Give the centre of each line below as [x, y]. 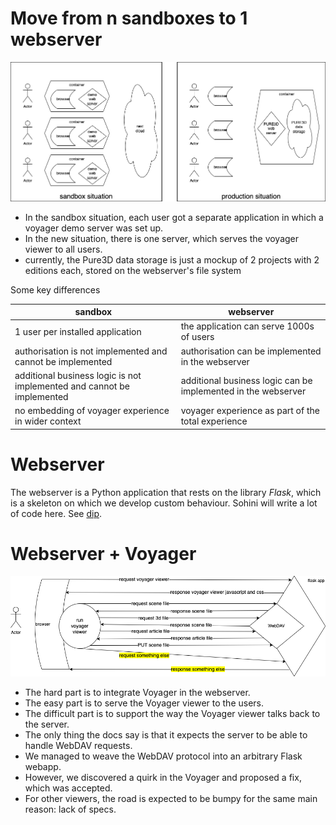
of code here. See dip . [56, 513]
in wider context [48, 421]
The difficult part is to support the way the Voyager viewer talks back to [172, 714]
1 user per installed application [78, 331]
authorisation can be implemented [251, 351]
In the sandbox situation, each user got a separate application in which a [174, 217]
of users [197, 337]
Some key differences [55, 289]
